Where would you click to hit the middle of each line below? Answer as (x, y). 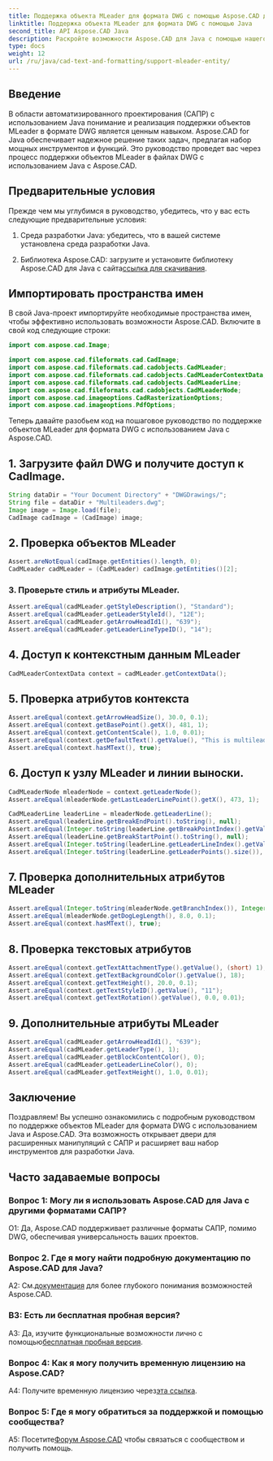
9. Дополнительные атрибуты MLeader (114, 1023)
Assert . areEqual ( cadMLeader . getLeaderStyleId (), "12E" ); (107, 614)
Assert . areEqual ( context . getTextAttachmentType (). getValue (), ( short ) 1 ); (138, 968)
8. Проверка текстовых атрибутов (100, 949)
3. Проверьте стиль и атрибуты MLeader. (94, 590)
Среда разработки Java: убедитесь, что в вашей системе (120, 235)
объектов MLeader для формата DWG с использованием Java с (119, 429)
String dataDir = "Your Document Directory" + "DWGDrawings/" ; (118, 495)
